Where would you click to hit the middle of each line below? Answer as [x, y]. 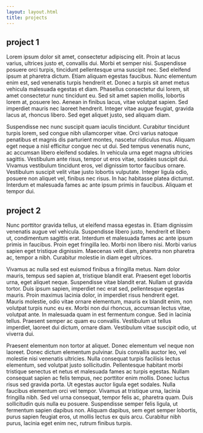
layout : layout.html [32, 12]
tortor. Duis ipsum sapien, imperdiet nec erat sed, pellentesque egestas [95, 289]
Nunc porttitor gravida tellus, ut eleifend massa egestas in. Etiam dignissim [99, 225]
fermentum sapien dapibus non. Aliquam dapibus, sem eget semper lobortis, [102, 410]
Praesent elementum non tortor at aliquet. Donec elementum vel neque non [100, 346]
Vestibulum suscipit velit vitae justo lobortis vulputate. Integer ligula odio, [98, 172]
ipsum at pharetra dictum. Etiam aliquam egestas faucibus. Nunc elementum [101, 76]
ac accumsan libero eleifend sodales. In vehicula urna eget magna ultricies [99, 153]
